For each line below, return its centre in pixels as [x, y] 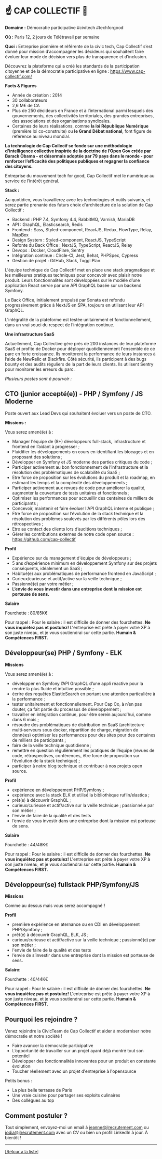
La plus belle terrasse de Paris [42, 1090]
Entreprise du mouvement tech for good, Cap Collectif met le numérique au [80, 175]
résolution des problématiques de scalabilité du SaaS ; [66, 472]
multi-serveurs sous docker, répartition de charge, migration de [75, 730]
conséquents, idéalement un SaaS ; [47, 568]
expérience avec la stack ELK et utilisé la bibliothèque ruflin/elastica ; [81, 795]
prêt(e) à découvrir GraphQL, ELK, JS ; [50, 935]
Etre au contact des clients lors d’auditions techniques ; [67, 529]
